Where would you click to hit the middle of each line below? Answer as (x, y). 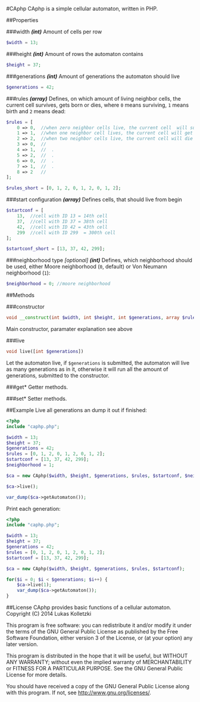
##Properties (22, 20)
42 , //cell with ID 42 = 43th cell (62, 227)
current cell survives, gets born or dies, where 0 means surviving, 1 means (98, 105)
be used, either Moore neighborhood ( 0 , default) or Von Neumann (87, 267)
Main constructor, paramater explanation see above (69, 329)
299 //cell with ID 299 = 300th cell (66, 233)
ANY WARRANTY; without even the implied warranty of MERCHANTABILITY (99, 662)
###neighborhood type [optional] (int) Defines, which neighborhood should (99, 260)
